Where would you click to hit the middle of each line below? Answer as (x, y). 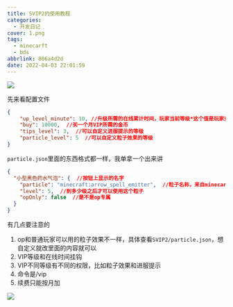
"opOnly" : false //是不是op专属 (65, 198)
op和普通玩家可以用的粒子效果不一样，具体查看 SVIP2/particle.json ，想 (120, 239)
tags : (15, 40)
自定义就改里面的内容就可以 (57, 248)
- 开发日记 (27, 26)
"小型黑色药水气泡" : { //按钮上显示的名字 (69, 178)
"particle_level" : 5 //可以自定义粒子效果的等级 (87, 138)
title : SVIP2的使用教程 (39, 14)
